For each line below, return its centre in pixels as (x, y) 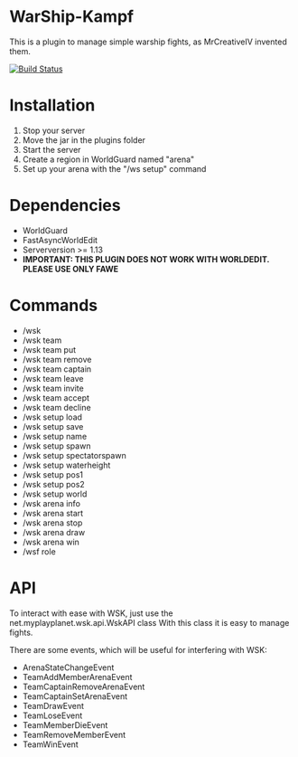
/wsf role (39, 551)
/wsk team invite (53, 388)
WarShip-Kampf (71, 17)
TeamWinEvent (50, 744)
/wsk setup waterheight (66, 465)
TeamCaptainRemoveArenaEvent (84, 686)
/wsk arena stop (52, 523)
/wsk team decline (57, 407)
